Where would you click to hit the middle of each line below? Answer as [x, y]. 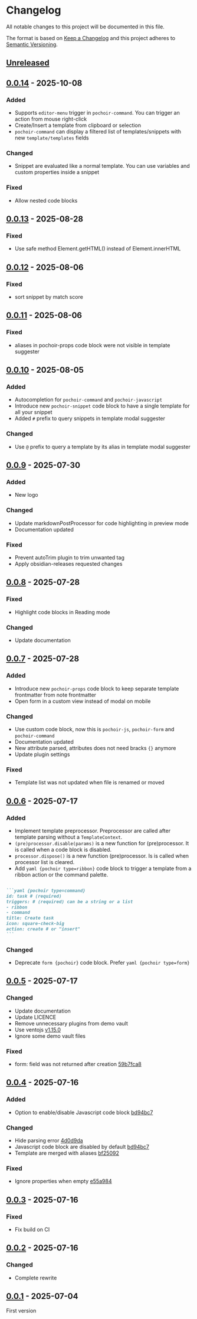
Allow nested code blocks [46, 200]
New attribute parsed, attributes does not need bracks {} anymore [95, 748]
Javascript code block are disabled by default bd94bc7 [82, 1147]
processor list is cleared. [45, 862]
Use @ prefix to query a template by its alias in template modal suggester [102, 447]
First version [21, 1310]
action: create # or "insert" [43, 929]
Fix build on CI [32, 1230]
